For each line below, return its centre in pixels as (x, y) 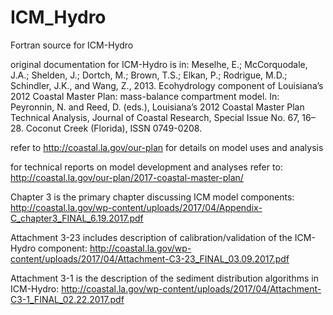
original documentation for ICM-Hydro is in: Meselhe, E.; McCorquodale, (159, 64)
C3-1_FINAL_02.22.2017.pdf (67, 299)
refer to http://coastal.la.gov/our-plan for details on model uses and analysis (167, 147)
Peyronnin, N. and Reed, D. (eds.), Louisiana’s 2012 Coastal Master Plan (157, 107)
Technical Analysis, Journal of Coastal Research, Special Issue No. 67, (155, 117)
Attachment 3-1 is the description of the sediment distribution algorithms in (164, 278)
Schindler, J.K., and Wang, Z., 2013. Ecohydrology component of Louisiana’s (167, 85)
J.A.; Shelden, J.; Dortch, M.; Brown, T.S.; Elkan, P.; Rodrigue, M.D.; (149, 75)
